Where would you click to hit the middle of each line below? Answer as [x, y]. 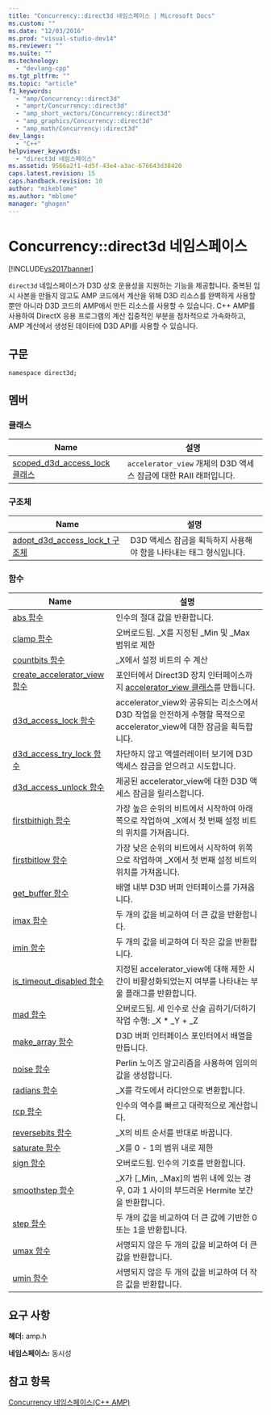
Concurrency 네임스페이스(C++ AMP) [69, 1402]
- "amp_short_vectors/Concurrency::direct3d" [94, 114]
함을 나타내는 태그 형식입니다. [193, 553]
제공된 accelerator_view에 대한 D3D [182, 781]
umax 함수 [31, 1251]
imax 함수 [30, 920]
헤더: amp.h [27, 1336]
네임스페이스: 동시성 [40, 1354]
